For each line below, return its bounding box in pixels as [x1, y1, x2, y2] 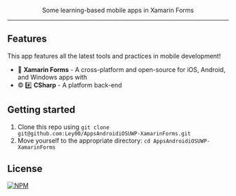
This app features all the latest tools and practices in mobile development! [7, 51, 221, 60]
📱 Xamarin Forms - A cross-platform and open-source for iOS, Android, [17, 65, 226, 73]
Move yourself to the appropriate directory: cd [17, 136, 151, 145]
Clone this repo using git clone [17, 123, 110, 131]
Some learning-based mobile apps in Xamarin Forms [41, 6, 195, 14]
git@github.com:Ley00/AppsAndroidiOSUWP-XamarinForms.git [17, 130, 191, 137]
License [7, 163, 43, 175]
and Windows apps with [17, 73, 88, 81]
